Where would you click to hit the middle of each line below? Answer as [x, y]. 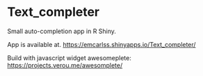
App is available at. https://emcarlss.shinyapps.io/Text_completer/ [101, 44]
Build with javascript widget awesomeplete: [70, 58]
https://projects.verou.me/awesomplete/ [65, 65]
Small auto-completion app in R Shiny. [62, 31]
